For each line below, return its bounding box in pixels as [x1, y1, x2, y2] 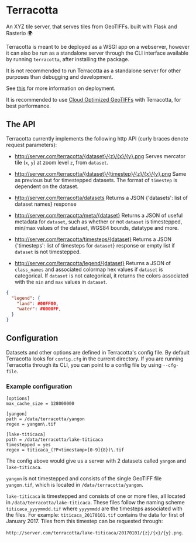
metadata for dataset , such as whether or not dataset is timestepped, [14, 218, 183, 225]
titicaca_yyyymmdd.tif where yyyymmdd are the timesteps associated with [6, 505, 183, 512]
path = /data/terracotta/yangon [6, 416, 85, 422]
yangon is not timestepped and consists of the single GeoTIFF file [6, 475, 162, 482]
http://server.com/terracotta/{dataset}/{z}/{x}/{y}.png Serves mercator [14, 152, 186, 159]
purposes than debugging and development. [6, 73, 114, 80]
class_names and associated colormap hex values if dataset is [14, 266, 163, 273]
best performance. [6, 102, 51, 109]
